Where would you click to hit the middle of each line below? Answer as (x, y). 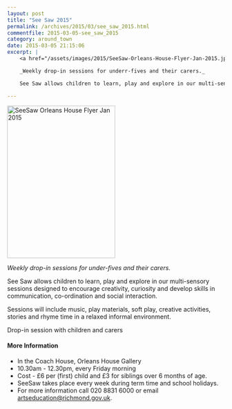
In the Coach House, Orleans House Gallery (79, 361)
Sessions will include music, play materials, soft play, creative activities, (109, 309)
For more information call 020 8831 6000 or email (88, 390)
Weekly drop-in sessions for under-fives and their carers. (89, 267)
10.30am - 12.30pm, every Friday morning (77, 368)
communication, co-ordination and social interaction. (82, 296)
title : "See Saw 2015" (40, 20)
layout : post (26, 13)
